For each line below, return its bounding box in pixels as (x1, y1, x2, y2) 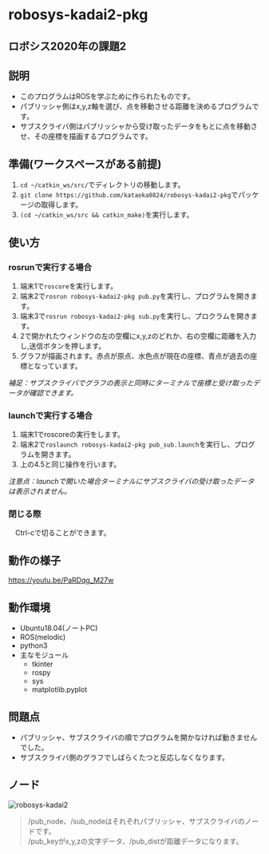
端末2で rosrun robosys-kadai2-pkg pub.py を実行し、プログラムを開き (19, 291, 251, 300)
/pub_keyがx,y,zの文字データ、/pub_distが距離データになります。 (27, 836, 243, 846)
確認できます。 (29, 387, 78, 397)
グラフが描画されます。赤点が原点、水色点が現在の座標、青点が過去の (19, 351, 251, 360)
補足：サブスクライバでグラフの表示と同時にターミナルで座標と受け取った (8, 378, 253, 387)
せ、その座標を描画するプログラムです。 (19, 132, 152, 141)
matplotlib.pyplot (31, 685, 88, 694)
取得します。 (41, 200, 83, 209)
